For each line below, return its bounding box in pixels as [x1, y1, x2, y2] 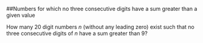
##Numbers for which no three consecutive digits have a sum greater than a [6, 5, 198, 12]
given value [6, 12, 35, 19]
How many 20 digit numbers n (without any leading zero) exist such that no [6, 24, 194, 30]
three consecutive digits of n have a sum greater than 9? [6, 30, 148, 37]
